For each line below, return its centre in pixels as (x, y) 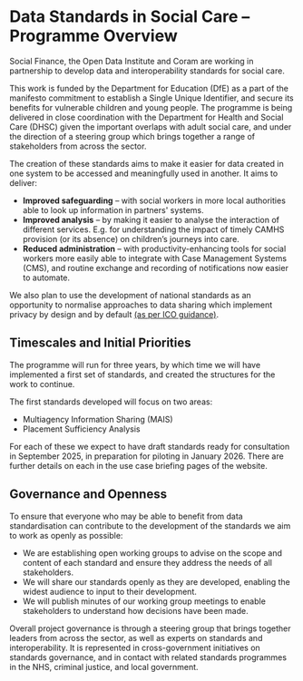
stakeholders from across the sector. (78, 146)
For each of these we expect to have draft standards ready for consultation (150, 446)
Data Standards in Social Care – (130, 17)
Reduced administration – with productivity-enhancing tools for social (154, 248)
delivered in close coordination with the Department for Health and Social (147, 117)
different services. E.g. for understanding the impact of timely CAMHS (153, 229)
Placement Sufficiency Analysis (81, 429)
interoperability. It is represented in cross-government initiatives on (135, 647)
